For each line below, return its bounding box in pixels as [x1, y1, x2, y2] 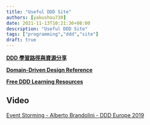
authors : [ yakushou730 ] [6, 14, 67, 21]
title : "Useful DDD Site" [6, 8, 71, 15]
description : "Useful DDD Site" [6, 25, 88, 32]
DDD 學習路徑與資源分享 [6, 54, 67, 61]
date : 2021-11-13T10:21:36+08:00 [6, 20, 91, 26]
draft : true [6, 37, 36, 43]
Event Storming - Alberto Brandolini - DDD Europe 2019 [6, 111, 145, 118]
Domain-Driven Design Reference [6, 66, 93, 73]
